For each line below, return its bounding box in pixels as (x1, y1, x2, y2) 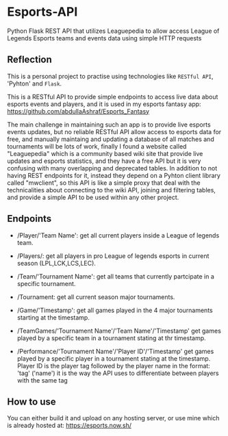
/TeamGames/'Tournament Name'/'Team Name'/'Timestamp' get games (16, 326, 221, 335)
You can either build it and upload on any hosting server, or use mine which (7, 414, 220, 422)
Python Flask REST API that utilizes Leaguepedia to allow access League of (7, 27, 220, 35)
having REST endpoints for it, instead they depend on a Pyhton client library (7, 171, 221, 179)
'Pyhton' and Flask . (7, 79, 62, 88)
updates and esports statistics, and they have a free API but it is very (7, 157, 201, 165)
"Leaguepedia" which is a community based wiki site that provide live (7, 149, 203, 157)
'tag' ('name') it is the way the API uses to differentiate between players (16, 369, 219, 377)
